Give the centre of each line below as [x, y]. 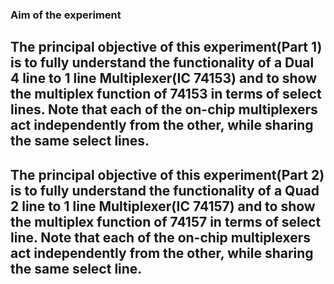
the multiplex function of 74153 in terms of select [166, 94]
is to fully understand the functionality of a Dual [162, 63]
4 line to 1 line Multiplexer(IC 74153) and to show [164, 78]
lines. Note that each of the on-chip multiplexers [164, 109]
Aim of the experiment [66, 15]
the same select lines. [80, 141]
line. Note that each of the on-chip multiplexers [160, 237]
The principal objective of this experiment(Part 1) [166, 47]
